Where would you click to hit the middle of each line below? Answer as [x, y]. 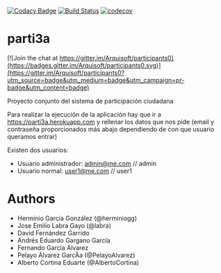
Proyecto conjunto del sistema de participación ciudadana [90, 101]
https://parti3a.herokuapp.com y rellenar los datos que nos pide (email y [110, 122]
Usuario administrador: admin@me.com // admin [87, 163]
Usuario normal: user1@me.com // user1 [74, 171]
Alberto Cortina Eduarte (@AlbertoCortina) [78, 262]
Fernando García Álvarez [53, 247]
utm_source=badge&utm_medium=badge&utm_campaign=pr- [96, 80]
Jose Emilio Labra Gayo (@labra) [64, 225]
